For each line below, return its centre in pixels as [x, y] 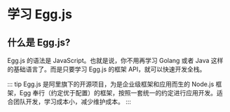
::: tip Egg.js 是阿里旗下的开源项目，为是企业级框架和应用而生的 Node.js [111, 84]
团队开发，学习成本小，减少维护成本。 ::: [72, 101]
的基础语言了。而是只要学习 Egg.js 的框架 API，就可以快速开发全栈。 [107, 69]
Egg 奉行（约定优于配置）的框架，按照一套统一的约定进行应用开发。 [118, 93]
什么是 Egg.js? [39, 42]
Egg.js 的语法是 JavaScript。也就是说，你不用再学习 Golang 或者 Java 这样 [115, 61]
